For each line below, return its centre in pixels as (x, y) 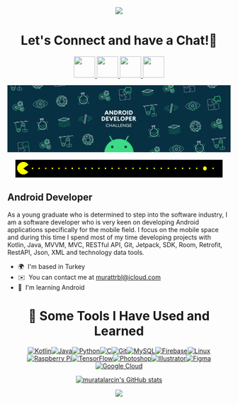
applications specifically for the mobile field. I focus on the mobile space (113, 229)
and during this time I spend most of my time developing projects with (109, 237)
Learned (119, 331)
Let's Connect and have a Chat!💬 (119, 41)
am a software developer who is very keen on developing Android (103, 222)
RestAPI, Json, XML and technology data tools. (76, 252)
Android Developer (50, 198)
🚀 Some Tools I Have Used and (119, 316)
